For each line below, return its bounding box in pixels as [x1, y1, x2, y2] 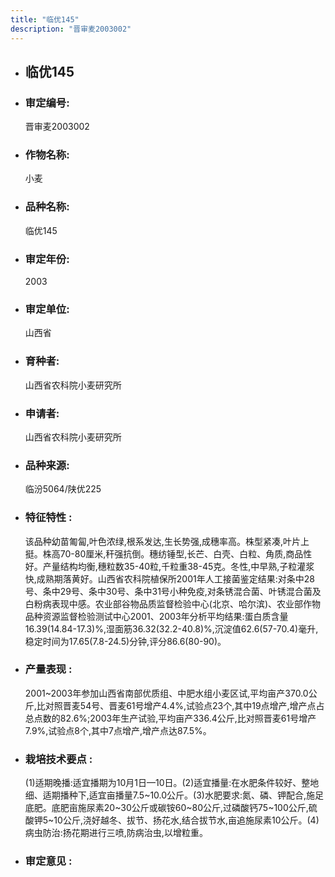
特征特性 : [24, 511, 73, 525]
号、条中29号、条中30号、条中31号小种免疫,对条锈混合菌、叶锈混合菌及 [24, 585, 322, 597]
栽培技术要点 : [24, 752, 93, 766]
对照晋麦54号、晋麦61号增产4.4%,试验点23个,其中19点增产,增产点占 [44, 699, 325, 711]
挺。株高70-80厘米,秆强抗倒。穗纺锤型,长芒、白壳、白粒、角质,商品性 [24, 547, 313, 560]
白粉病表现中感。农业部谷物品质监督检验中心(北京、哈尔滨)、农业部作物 [24, 597, 322, 610]
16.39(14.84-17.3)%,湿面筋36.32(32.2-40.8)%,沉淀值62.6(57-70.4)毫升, [24, 622, 319, 635]
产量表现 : [24, 662, 73, 676]
